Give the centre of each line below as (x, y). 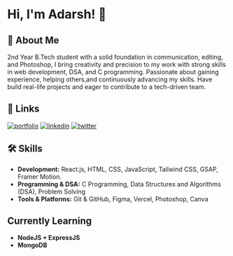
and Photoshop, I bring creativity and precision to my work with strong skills (116, 65)
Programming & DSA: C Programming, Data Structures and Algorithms (119, 184)
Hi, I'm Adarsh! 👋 (57, 14)
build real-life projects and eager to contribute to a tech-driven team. (107, 87)
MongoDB (32, 245)
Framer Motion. (40, 176)
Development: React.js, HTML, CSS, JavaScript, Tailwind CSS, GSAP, (118, 169)
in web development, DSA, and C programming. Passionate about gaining (113, 72)
